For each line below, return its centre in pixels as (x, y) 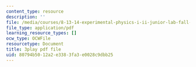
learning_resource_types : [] (41, 33)
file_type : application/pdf (40, 28)
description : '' (26, 17)
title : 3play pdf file (34, 50)
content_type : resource (35, 11)
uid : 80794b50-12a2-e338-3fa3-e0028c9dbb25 (60, 55)
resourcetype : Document (35, 44)
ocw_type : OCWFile (28, 38)
